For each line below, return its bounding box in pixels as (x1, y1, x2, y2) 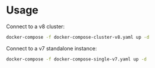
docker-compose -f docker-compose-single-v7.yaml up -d (6, 56, 147, 62)
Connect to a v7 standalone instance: (6, 45, 97, 52)
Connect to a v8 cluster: (6, 23, 65, 30)
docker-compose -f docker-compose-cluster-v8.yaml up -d (6, 34, 150, 40)
